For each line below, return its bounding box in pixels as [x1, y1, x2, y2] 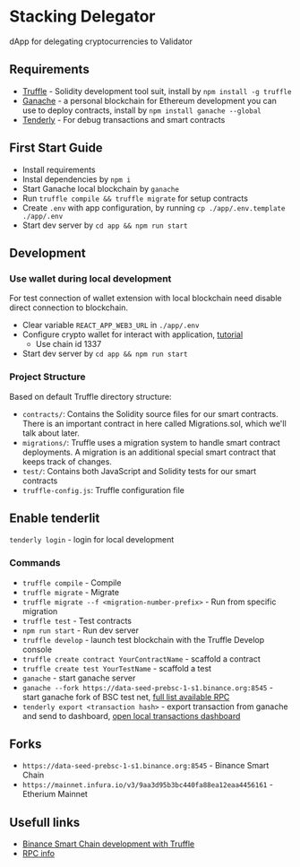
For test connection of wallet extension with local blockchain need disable [9, 293, 282, 304]
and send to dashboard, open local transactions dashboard [21, 710, 241, 721]
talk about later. [21, 428, 81, 438]
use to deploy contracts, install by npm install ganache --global [21, 105, 261, 116]
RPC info [21, 848, 56, 859]
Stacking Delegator [9, 6, 156, 27]
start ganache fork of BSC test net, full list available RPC [21, 691, 230, 702]
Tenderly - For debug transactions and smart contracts [21, 114, 226, 125]
